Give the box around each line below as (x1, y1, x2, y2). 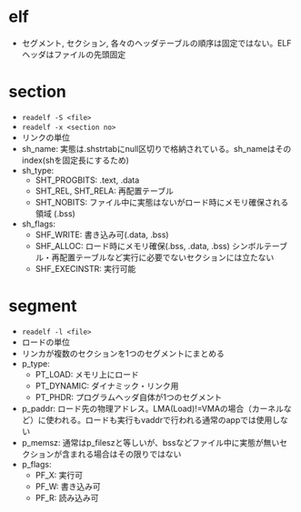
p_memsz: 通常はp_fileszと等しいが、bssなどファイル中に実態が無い (21, 437, 280, 447)
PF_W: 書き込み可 (35, 480, 101, 492)
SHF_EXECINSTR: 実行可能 (35, 263, 136, 274)
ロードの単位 (21, 336, 70, 347)
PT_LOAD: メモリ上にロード (35, 368, 140, 379)
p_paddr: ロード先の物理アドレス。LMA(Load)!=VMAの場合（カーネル (21, 403, 284, 414)
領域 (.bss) (35, 207, 76, 219)
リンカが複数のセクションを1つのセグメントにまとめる (21, 347, 225, 358)
